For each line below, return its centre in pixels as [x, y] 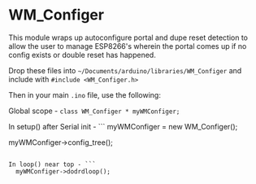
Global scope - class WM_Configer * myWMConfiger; [94, 111]
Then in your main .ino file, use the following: [85, 94]
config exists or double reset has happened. [82, 55]
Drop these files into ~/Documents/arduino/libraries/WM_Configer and [125, 70]
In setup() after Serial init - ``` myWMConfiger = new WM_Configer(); [123, 126]
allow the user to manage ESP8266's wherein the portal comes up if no [128, 46]
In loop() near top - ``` [52, 164]
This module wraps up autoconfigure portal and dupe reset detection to [128, 37]
